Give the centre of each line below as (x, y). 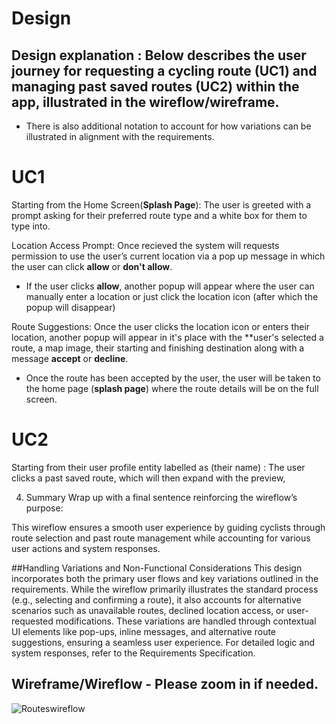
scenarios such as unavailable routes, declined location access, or (148, 610)
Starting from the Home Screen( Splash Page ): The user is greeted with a (161, 204)
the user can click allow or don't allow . (92, 266)
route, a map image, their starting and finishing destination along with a (158, 348)
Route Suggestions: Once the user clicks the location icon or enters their (161, 326)
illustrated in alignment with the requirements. (120, 136)
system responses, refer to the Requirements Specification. (133, 653)
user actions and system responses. (86, 548)
